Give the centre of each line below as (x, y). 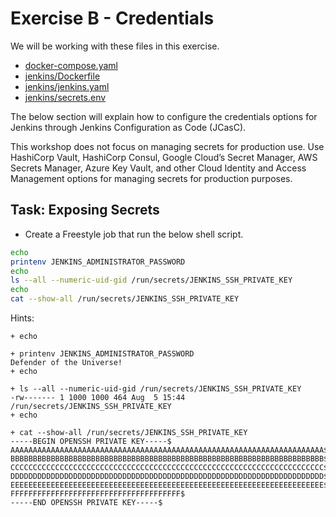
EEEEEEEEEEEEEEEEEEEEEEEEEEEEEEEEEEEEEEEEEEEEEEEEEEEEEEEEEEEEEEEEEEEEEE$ (169, 485)
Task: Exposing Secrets (85, 210)
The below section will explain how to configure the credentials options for (164, 116)
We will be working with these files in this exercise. (115, 46)
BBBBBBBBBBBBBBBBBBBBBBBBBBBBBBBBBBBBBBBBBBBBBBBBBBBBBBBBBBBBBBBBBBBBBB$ (169, 459)
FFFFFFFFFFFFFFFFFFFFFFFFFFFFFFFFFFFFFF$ (98, 494)
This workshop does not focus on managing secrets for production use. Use (167, 146)
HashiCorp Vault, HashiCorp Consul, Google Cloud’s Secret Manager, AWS (164, 157)
